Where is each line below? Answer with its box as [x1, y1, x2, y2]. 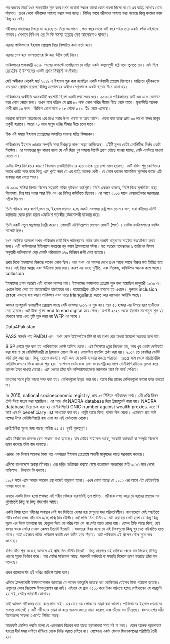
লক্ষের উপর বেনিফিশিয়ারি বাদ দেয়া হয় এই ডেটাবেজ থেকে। [5, 415, 89, 421]
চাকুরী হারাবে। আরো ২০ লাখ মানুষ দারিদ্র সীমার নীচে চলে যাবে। [5, 121, 96, 127]
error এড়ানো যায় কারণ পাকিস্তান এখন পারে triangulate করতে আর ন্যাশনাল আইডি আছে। [5, 292, 143, 298]
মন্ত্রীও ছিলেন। [5, 196, 26, 202]
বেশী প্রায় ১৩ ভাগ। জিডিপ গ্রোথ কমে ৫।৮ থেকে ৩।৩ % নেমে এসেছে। [5, 105, 111, 111]
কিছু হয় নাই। [5, 16, 26, 22]
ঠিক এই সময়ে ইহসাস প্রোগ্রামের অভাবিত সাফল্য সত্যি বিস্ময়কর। [5, 131, 95, 137]
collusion [5, 271, 24, 276]
